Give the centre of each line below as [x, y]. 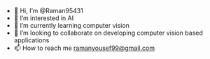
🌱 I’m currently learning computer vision [71, 25]
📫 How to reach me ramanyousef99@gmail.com [84, 48]
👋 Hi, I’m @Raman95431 [49, 11]
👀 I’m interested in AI [44, 18]
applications [31, 40]
